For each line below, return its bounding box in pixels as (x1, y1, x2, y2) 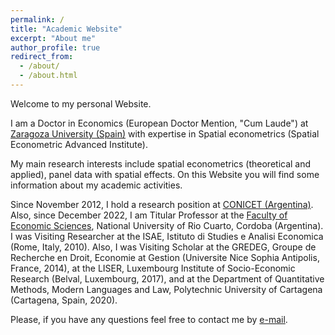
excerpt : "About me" (10, 33, 97, 43)
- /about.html (19, 71, 78, 81)
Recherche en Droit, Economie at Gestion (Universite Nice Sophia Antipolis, (10, 251, 320, 263)
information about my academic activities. (10, 179, 183, 191)
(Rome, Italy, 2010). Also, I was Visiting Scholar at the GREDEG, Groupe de (10, 241, 317, 253)
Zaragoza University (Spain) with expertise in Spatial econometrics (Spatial (10, 127, 320, 140)
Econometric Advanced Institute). (10, 138, 148, 150)
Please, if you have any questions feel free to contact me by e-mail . (10, 313, 288, 325)
